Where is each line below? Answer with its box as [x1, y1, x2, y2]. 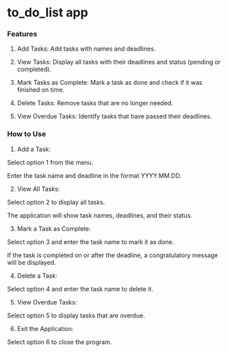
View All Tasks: [16, 185, 60, 193]
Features [7, 29, 38, 39]
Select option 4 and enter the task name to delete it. [7, 285, 154, 293]
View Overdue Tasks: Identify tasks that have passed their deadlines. [16, 112, 212, 120]
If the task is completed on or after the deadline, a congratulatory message [7, 251, 218, 259]
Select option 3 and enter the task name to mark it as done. [7, 237, 175, 246]
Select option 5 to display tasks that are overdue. [7, 311, 145, 319]
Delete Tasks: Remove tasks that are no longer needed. [16, 99, 173, 107]
